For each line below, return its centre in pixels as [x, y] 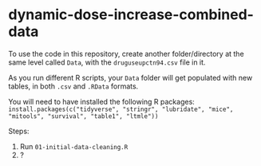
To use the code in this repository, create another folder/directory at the [127, 53]
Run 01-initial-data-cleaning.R [74, 146]
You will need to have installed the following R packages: [102, 101]
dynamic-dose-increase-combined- [131, 15]
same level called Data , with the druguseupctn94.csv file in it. [107, 62]
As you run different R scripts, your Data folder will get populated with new [130, 77]
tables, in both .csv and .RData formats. [73, 86]
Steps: [19, 131]
